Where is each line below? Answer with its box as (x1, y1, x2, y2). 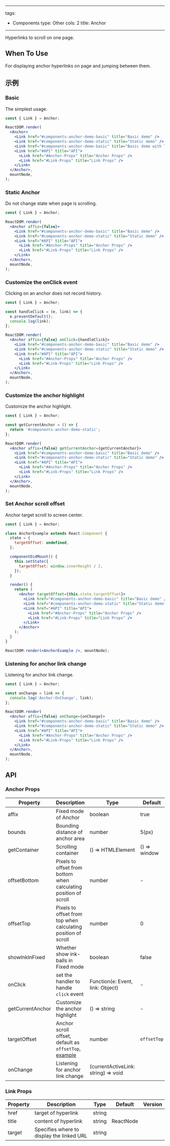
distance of (56, 828, 83, 835)
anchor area (56, 834, 85, 842)
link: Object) (89, 984, 119, 991)
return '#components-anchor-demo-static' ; (10, 427, 101, 432)
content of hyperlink (34, 1118, 82, 1125)
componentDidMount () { (10, 554, 58, 560)
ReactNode (111, 1118, 138, 1125)
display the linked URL (34, 1132, 88, 1139)
